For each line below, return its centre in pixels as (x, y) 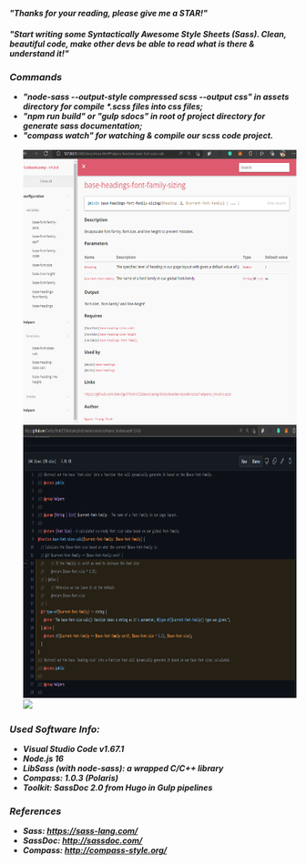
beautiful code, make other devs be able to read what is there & (132, 44)
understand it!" (40, 53)
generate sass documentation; (82, 126)
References (36, 811)
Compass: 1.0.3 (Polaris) (70, 778)
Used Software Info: (55, 729)
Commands (36, 76)
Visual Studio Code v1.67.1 (73, 749)
